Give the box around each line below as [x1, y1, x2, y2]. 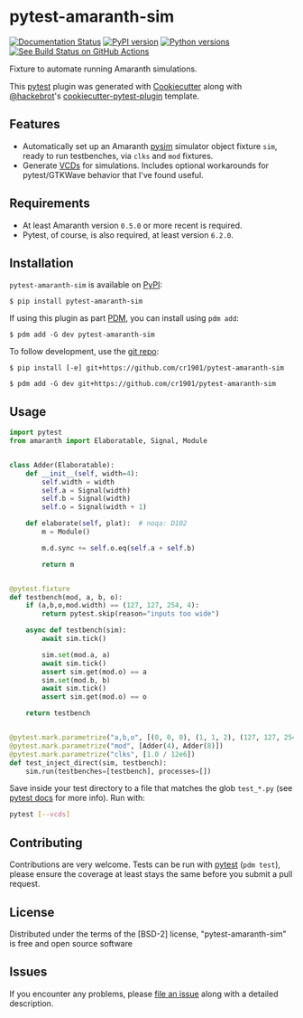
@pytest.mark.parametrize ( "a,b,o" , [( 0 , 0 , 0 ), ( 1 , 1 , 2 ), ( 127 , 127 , [9, 733, 280, 742]
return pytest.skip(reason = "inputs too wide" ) [41, 609, 220, 618]
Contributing [9, 834, 83, 851]
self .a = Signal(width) [41, 485, 131, 495]
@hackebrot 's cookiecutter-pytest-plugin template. [9, 90, 200, 101]
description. [9, 997, 54, 1009]
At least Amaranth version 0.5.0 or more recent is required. [22, 220, 243, 231]
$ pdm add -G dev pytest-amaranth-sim [9, 330, 155, 340]
